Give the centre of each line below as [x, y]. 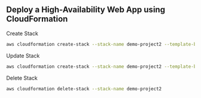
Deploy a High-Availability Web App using [86, 10]
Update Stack [23, 55]
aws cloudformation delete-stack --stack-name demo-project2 [84, 88]
